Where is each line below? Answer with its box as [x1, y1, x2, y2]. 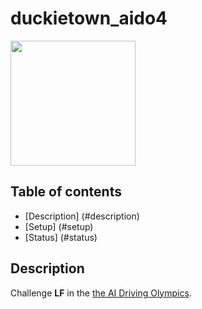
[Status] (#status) [24, 231, 98, 243]
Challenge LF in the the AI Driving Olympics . [10, 287, 192, 299]
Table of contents [10, 183, 122, 201]
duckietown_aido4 [10, 7, 168, 30]
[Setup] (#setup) [24, 220, 94, 232]
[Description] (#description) [24, 210, 140, 222]
